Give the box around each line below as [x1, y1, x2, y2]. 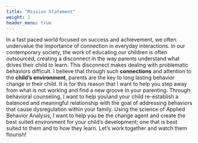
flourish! [6, 131, 27, 138]
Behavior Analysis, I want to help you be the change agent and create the [6, 112, 186, 119]
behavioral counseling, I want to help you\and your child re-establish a [6, 93, 179, 100]
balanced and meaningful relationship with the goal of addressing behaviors [6, 100, 193, 107]
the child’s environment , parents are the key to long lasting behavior [6, 74, 175, 81]
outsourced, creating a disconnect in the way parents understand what [6, 55, 180, 63]
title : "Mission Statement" [6, 8, 76, 15]
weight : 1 [6, 14, 31, 20]
